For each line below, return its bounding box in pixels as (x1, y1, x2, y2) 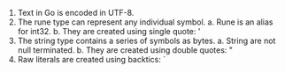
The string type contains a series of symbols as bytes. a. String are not (17, 35, 276, 46)
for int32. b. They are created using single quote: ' (17, 26, 201, 36)
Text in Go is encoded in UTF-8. (17, 8, 135, 18)
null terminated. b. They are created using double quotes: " (17, 45, 233, 55)
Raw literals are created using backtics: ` (17, 55, 166, 64)
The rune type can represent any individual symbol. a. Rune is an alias (17, 17, 273, 27)
